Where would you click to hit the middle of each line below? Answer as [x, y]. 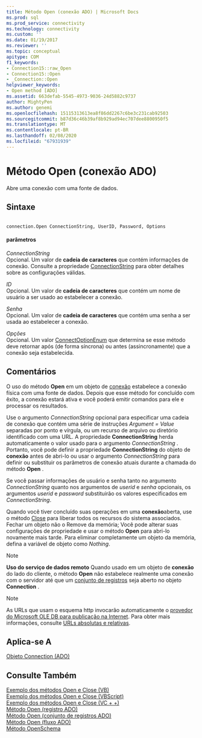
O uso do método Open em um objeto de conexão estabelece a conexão [96, 386]
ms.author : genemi [29, 107]
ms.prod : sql [23, 18]
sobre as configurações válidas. [46, 272]
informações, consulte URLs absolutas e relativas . [68, 623]
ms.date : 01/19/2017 [32, 40]
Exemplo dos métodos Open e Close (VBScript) [65, 696]
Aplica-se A [29, 641]
